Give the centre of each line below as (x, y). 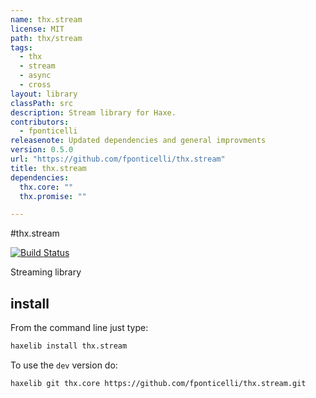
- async (35, 76)
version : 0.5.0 (42, 150)
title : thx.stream (48, 168)
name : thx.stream (46, 19)
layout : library (44, 94)
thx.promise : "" (53, 196)
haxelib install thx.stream (69, 346)
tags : (21, 47)
